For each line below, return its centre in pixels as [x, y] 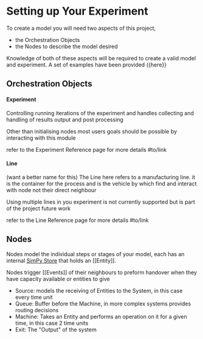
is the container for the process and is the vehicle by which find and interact [101, 184]
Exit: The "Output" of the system [56, 329]
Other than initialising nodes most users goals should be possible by [92, 131]
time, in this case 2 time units [52, 323]
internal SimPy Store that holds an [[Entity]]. [61, 260]
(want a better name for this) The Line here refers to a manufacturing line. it [101, 177]
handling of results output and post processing [65, 120]
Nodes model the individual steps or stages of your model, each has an [95, 254]
